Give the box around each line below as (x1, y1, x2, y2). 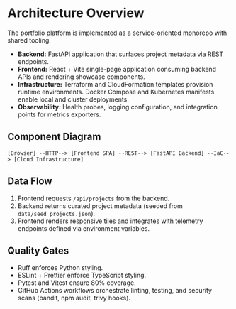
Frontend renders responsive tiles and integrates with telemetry (17, 217, 203, 225)
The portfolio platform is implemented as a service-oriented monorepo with (7, 28, 227, 37)
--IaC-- (207, 149, 230, 157)
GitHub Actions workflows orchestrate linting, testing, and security (17, 286, 213, 295)
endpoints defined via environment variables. (17, 224, 150, 232)
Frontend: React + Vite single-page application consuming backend (17, 65, 217, 73)
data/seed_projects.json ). (17, 209, 96, 217)
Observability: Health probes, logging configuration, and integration (17, 102, 218, 111)
